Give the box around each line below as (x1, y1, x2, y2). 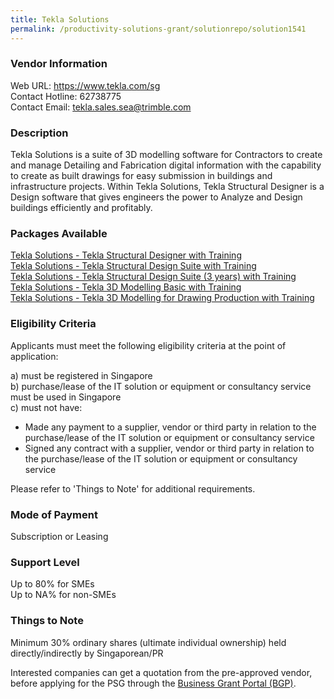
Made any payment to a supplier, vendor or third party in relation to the (24, 421, 317, 433)
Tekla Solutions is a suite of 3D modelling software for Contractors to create (10, 149, 323, 161)
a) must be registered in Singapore (10, 369, 153, 381)
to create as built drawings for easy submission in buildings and (10, 170, 273, 182)
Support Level (10, 555, 80, 569)
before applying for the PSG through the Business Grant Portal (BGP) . (10, 677, 297, 689)
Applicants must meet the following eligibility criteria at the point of (10, 339, 287, 351)
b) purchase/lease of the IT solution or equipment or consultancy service (10, 380, 312, 392)
